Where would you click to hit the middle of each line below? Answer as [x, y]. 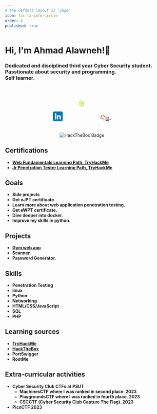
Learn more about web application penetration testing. [69, 205]
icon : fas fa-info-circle [31, 15]
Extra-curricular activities [45, 375]
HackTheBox [25, 349]
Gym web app [26, 248]
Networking [24, 301]
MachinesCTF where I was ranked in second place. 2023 [78, 392]
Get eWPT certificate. [35, 210]
